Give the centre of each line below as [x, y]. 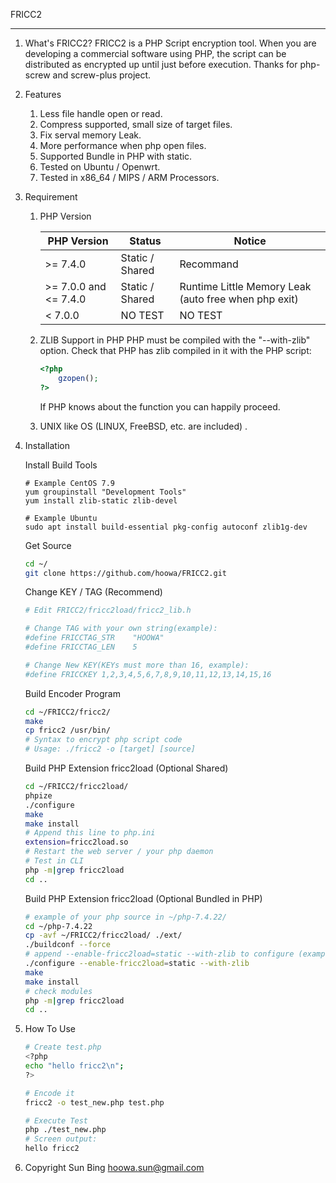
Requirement [51, 197]
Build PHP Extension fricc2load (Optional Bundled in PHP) [143, 898]
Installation [47, 445]
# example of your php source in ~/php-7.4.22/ [125, 917]
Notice [250, 241]
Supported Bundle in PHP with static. [116, 156]
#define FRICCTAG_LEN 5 [81, 647]
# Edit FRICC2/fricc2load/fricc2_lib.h [108, 610]
